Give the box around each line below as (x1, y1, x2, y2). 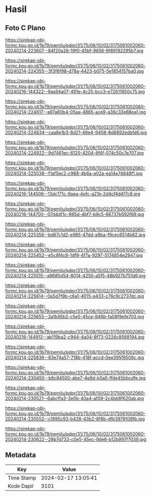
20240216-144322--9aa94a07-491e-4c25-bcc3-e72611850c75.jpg (5, 89, 145, 94)
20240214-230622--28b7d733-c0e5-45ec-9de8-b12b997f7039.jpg (5, 437, 146, 442)
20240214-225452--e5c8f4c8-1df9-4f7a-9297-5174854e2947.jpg (5, 252, 143, 258)
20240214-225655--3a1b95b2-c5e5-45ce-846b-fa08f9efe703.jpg (5, 314, 144, 319)
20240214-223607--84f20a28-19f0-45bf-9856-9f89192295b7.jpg (5, 48, 144, 53)
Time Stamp (8, 474, 37, 481)
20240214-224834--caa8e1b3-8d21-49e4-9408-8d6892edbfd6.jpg (5, 129, 147, 135)
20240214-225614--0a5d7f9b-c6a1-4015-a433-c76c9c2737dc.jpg (5, 293, 144, 299)
